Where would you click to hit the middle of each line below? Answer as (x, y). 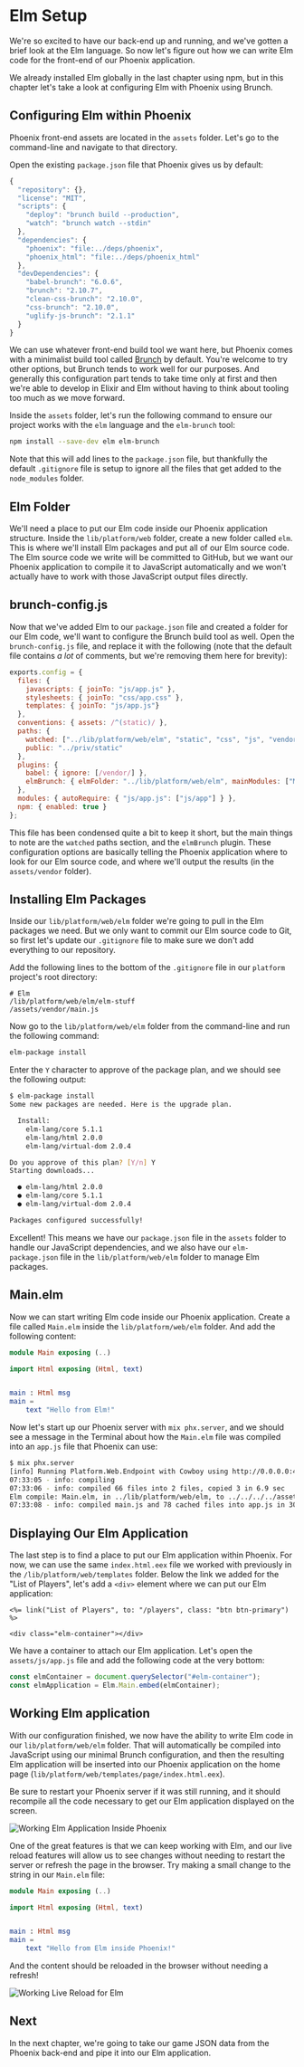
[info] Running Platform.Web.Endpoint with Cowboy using (119, 1472)
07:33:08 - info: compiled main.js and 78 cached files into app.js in (147, 1505)
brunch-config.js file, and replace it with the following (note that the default (151, 646)
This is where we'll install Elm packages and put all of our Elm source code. (149, 548)
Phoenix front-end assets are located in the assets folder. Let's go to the (144, 138)
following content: (43, 1336)
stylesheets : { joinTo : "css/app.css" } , (104, 698)
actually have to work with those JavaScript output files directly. (129, 576)
